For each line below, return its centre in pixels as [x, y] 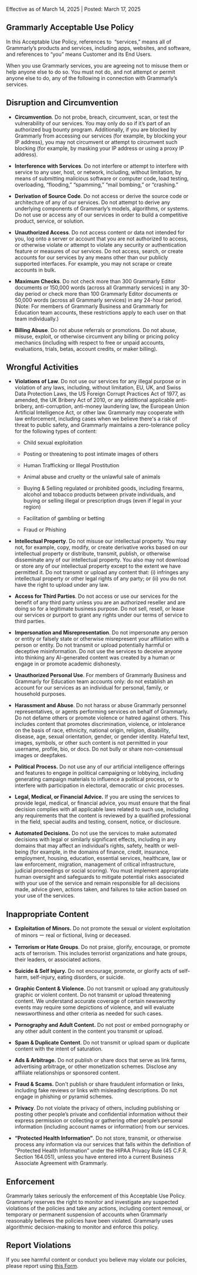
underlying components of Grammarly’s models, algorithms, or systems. [102, 208]
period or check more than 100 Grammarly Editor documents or [101, 293]
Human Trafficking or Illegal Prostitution [71, 466]
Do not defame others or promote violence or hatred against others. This [102, 718]
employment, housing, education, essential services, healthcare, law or [101, 858]
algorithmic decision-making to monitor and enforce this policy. [83, 1227]
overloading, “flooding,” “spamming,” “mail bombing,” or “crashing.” [96, 185]
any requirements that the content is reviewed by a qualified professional [103, 816]
